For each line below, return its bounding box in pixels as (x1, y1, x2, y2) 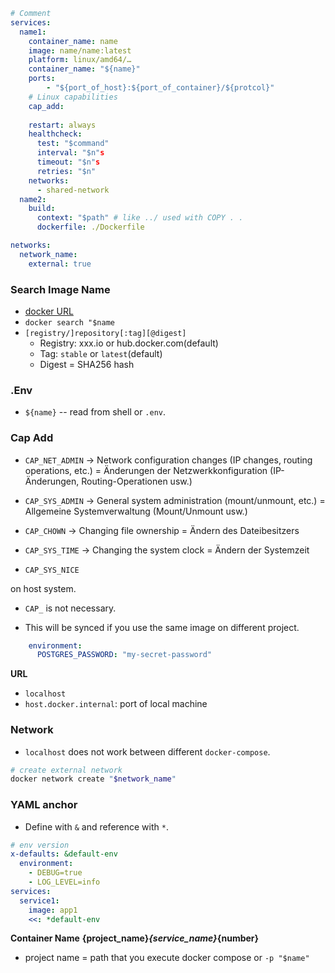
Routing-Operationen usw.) (81, 475, 193, 487)
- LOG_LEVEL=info (28, 877, 101, 888)
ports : (28, 74, 56, 84)
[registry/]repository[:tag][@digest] (24, 328, 187, 338)
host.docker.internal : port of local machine (24, 698, 208, 710)
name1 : (19, 27, 47, 37)
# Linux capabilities (28, 92, 118, 102)
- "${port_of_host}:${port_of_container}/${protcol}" (46, 83, 275, 93)
